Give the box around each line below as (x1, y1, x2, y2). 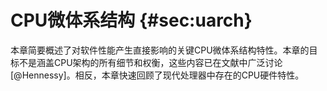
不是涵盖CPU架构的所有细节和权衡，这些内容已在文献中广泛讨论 (18, 56, 283, 68)
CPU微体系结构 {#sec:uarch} (10, 9, 253, 32)
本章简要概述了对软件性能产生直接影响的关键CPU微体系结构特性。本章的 (10, 44, 310, 56)
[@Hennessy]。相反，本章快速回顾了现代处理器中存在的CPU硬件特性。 (10, 69, 305, 81)
